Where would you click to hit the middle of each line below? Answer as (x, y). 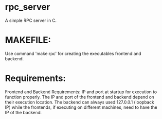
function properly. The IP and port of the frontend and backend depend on (80, 97)
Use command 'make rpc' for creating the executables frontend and (73, 53)
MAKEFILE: (28, 40)
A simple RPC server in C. (31, 20)
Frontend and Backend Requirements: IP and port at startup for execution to (81, 92)
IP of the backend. (24, 112)
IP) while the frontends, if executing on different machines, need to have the (81, 107)
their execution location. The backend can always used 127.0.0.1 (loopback (80, 102)
